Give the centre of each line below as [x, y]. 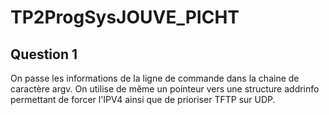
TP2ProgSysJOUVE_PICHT [125, 17]
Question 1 [44, 54]
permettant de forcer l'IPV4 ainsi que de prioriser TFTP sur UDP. [143, 99]
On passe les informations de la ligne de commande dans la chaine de [155, 78]
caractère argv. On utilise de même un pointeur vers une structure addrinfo [165, 89]
